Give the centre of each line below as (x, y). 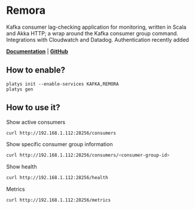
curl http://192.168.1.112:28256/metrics (59, 200)
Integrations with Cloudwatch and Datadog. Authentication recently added (98, 40)
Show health (22, 167)
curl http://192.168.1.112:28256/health (57, 178)
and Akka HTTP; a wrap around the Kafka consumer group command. (92, 33)
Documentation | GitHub (37, 51)
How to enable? (36, 70)
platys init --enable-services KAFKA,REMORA (63, 84)
